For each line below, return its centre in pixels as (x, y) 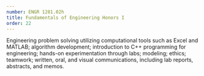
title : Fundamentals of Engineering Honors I (65, 18)
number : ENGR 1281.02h (35, 12)
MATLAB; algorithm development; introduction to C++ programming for (96, 47)
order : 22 (19, 23)
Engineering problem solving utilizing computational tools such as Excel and (102, 41)
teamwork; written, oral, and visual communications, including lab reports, (100, 60)
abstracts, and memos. (35, 66)
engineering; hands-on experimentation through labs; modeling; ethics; (96, 54)
